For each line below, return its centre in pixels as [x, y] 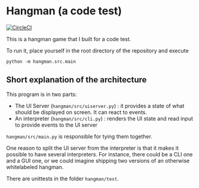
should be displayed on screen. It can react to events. [81, 112]
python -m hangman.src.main [41, 61]
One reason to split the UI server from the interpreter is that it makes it [93, 148]
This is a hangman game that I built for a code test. [69, 39]
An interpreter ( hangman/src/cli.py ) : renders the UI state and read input [104, 118]
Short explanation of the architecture [76, 80]
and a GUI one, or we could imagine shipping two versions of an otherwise [98, 161]
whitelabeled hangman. [35, 167]
